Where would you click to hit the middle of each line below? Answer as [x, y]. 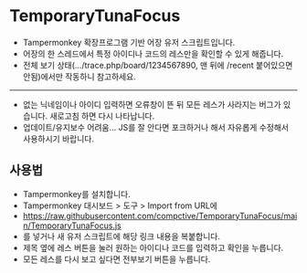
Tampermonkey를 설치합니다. [76, 194]
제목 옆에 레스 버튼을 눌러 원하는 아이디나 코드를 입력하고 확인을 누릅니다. [153, 247]
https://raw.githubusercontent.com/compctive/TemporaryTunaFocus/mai [160, 215]
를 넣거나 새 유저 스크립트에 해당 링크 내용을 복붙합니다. [122, 236]
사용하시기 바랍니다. [58, 139]
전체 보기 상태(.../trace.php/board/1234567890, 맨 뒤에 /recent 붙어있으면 [158, 65]
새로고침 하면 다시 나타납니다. [102, 116]
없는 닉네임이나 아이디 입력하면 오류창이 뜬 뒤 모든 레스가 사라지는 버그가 [152, 104]
